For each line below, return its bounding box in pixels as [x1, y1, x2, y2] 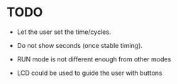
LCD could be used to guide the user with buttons [16, 68, 162, 77]
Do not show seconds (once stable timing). [16, 41, 143, 49]
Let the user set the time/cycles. [16, 28, 111, 36]
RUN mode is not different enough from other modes [16, 54, 172, 64]
